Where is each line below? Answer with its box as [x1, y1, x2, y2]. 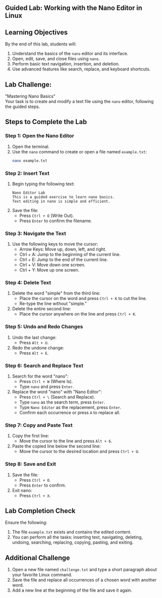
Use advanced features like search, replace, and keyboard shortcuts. [12, 66, 151, 72]
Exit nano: [12, 487, 33, 493]
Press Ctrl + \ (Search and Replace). [19, 394, 95, 400]
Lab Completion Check [5, 507, 76, 515]
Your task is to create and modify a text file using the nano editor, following [5, 99, 154, 105]
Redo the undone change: [12, 344, 64, 351]
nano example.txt [12, 158, 48, 163]
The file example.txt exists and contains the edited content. [12, 529, 132, 535]
